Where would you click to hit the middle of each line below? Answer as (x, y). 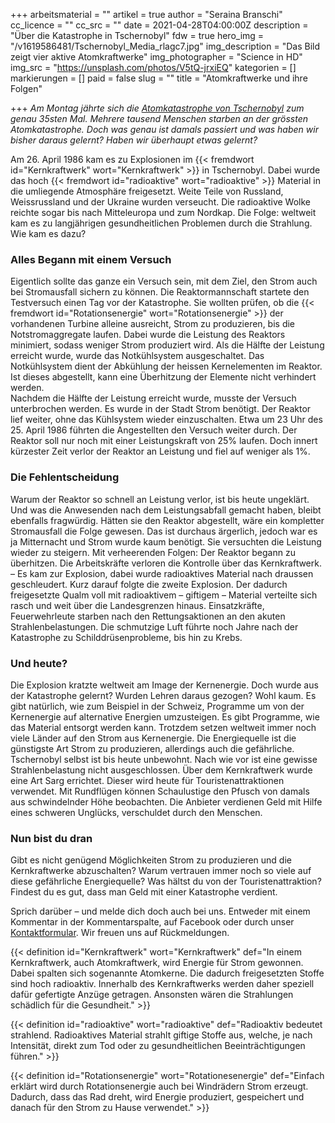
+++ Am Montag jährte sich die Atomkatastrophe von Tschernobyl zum (157, 108)
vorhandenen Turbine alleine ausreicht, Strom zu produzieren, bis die (153, 324)
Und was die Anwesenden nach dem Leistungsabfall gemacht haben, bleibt (166, 510)
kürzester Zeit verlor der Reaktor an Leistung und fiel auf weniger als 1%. (160, 451)
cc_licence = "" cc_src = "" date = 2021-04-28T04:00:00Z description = (159, 25)
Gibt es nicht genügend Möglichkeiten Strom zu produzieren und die (151, 860)
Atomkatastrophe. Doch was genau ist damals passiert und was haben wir (164, 129)
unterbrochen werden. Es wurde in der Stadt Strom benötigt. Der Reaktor (161, 409)
